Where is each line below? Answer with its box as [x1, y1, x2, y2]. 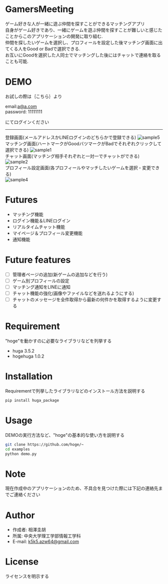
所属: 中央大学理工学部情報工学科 [12, 533, 81, 539]
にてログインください [5, 119, 49, 125]
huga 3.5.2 [12, 348, 35, 354]
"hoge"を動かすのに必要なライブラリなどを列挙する [5, 338, 112, 344]
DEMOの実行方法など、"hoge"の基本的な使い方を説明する [5, 432, 125, 438]
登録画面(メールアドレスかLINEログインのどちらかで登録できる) [5, 134, 136, 140]
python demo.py [5, 451, 37, 456]
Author [5, 509, 35, 521]
